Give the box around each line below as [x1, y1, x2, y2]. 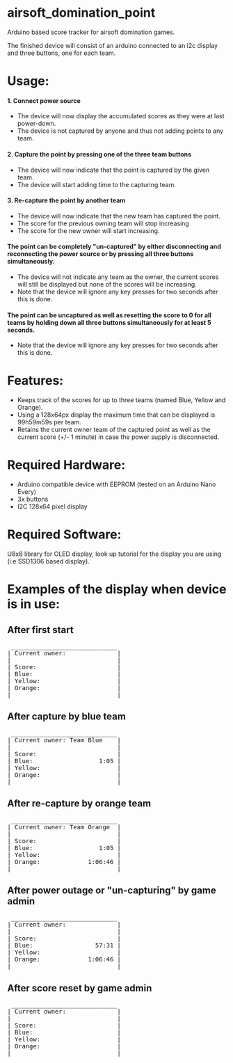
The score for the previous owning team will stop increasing [17, 219, 189, 227]
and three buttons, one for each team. [7, 49, 116, 57]
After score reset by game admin [7, 982, 152, 994]
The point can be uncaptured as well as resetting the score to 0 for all [7, 311, 212, 319]
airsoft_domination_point [7, 5, 156, 21]
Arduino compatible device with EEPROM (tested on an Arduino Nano [17, 480, 216, 488]
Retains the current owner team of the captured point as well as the [17, 426, 211, 434]
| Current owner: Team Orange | [7, 823, 122, 831]
